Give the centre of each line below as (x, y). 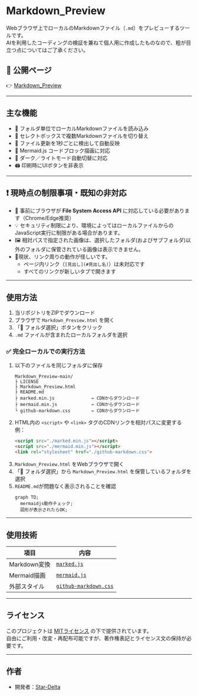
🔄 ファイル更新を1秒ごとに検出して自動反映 (67, 143)
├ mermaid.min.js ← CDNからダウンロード (77, 405)
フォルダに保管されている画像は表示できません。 (84, 249)
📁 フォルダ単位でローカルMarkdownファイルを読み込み (82, 128)
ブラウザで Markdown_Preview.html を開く (65, 320)
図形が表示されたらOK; (44, 510)
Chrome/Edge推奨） (50, 218)
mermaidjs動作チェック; (47, 504)
